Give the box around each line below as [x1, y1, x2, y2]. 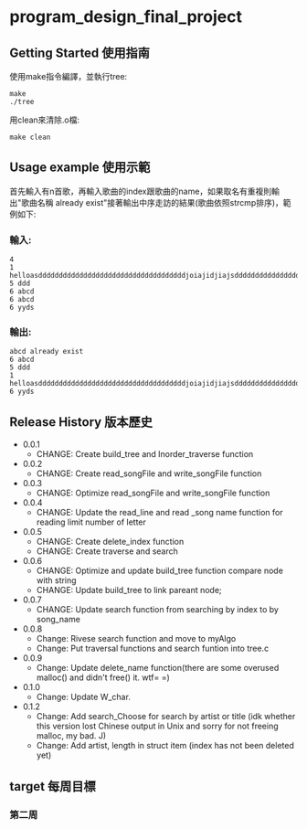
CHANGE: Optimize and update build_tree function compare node [36, 565, 283, 577]
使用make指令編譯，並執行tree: [9, 71, 128, 81]
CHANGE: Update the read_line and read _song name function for [36, 507, 283, 518]
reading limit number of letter [36, 516, 146, 527]
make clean [9, 133, 51, 142]
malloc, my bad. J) [36, 730, 107, 741]
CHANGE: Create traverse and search [36, 546, 178, 557]
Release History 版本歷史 [9, 414, 153, 430]
